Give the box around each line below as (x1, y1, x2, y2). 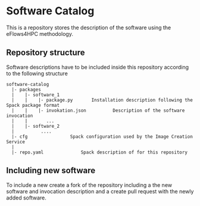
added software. (6, 194, 46, 201)
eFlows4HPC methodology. (6, 30, 73, 37)
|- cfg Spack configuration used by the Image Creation (11, 133, 193, 140)
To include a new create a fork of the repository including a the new (6, 181, 173, 189)
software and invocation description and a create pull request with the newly (6, 187, 194, 195)
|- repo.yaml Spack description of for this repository (11, 149, 187, 155)
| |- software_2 (11, 123, 60, 129)
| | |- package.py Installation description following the (11, 97, 193, 103)
